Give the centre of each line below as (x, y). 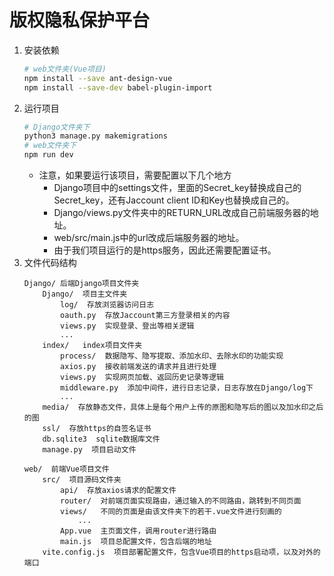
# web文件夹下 (50, 146)
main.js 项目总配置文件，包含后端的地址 (136, 542)
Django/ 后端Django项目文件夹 (81, 284)
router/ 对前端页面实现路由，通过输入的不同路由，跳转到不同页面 (181, 501)
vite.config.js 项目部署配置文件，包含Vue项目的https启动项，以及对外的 (181, 552)
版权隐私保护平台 (80, 20)
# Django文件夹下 (57, 127)
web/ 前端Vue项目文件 (66, 469)
